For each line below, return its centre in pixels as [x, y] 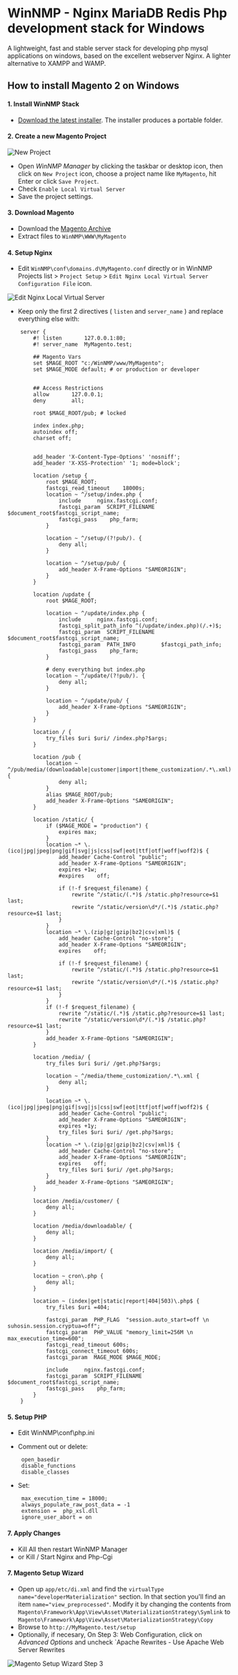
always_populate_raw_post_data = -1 [76, 1505]
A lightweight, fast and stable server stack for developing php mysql [108, 48]
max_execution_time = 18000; [65, 1498]
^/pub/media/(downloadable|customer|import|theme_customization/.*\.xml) [120, 770]
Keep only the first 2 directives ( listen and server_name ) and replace [120, 312]
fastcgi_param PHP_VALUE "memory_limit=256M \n [119, 1333]
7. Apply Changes [34, 1533]
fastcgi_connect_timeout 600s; [92, 1351]
